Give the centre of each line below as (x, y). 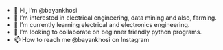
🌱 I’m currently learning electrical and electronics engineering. (102, 25)
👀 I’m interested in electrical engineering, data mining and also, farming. (115, 18)
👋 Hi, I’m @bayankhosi (45, 10)
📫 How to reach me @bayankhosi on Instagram (81, 40)
